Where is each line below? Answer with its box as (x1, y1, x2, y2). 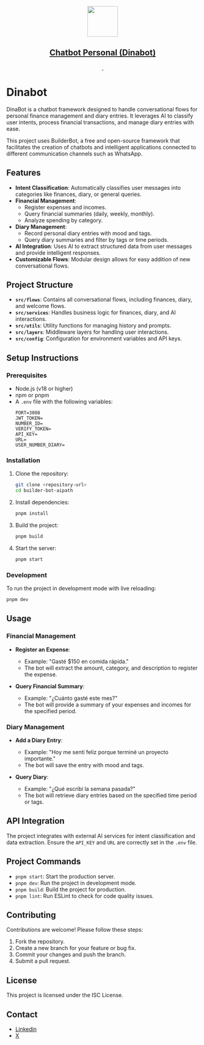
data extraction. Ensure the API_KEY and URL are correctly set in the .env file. (6, 839, 197, 846)
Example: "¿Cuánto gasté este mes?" (24, 694, 118, 702)
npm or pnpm (15, 392, 50, 399)
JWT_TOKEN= (15, 415, 43, 422)
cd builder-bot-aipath (15, 487, 73, 494)
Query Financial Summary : (15, 683, 85, 690)
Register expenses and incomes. (24, 203, 107, 211)
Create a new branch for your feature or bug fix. (15, 945, 136, 952)
